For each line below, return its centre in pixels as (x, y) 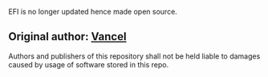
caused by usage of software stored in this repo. (89, 64)
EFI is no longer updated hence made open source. (93, 12)
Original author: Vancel (67, 36)
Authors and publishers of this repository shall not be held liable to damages (134, 56)
